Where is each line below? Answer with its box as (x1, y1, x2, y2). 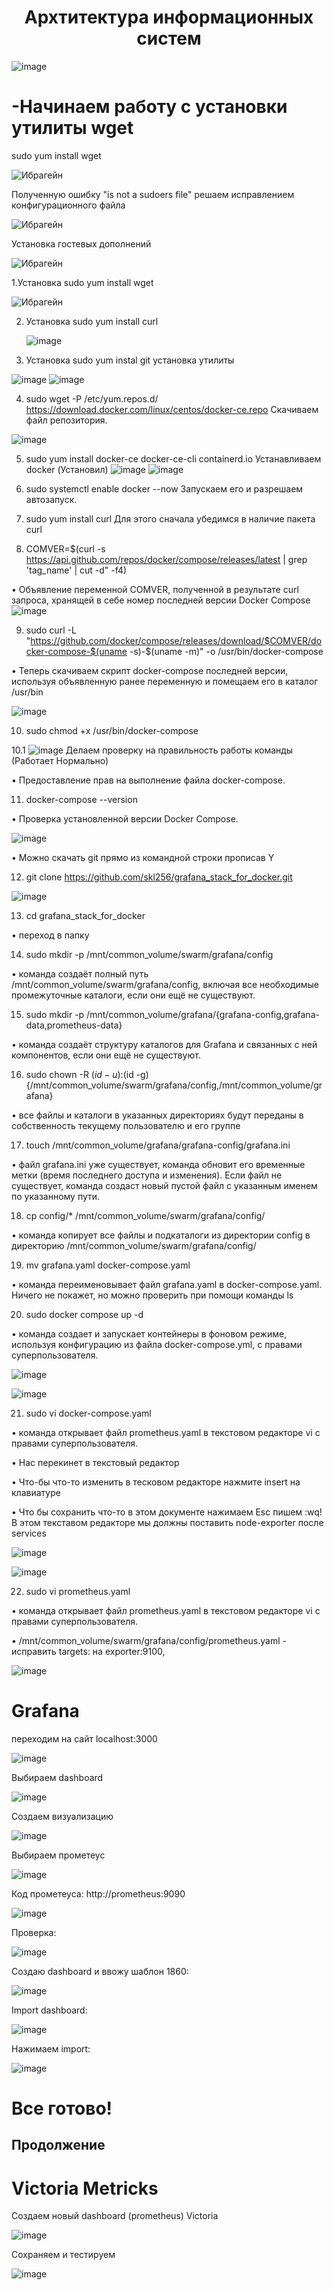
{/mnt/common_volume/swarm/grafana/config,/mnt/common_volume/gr (25, 1079, 323, 1091)
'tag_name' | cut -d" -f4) (25, 564, 128, 576)
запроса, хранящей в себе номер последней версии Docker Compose (11, 594, 311, 606)
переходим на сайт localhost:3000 (11, 1732, 158, 1745)
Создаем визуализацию (11, 1810, 114, 1822)
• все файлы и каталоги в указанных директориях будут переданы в (11, 1109, 304, 1121)
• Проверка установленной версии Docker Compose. (11, 812, 239, 825)
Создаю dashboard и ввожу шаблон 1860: (11, 1965, 189, 1977)
